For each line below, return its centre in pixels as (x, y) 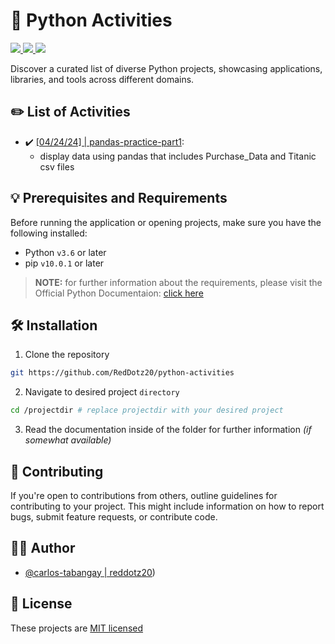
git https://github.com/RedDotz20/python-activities (122, 373)
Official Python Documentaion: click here (119, 293)
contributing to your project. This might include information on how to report (167, 506)
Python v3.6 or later (65, 252)
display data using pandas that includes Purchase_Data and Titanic (178, 156)
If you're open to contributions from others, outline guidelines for (144, 495)
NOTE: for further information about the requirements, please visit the (178, 282)
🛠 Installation (54, 325)
